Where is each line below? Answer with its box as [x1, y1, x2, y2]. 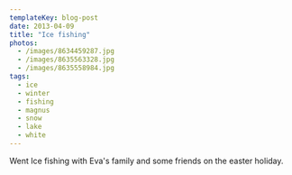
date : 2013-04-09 [9, 22, 75, 31]
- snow [17, 114, 42, 123]
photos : [9, 38, 39, 48]
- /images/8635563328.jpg [17, 55, 115, 64]
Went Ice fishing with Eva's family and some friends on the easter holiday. [9, 155, 284, 166]
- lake [17, 123, 42, 132]
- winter [17, 88, 50, 97]
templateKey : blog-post [9, 13, 99, 23]
